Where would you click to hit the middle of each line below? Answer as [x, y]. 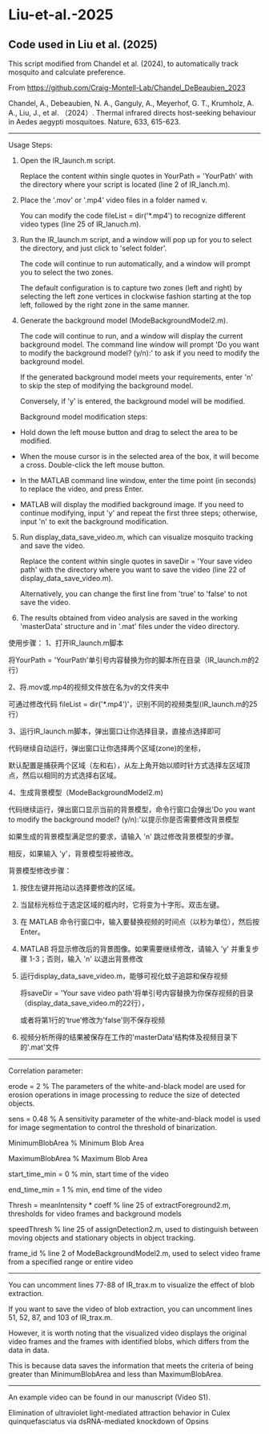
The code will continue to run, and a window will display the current [131, 336]
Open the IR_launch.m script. [68, 160]
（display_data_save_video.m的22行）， [84, 1003]
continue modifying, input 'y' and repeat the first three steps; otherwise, [139, 513]
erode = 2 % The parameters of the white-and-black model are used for [127, 1086]
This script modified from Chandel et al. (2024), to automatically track [123, 63]
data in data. [29, 1350]
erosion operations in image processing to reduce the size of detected [124, 1095]
